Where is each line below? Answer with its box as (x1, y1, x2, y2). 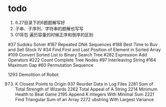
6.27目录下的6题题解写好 (15, 19, 65, 25)
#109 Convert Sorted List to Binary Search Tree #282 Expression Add (8, 52, 148, 57)
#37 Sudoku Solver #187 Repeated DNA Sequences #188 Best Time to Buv (8, 41, 158, 47)
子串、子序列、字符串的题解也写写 (15, 25, 84, 32)
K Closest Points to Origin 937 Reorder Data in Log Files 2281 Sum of (15, 81, 154, 87)
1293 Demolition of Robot (8, 71, 59, 77)
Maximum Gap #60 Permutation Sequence (8, 62, 94, 68)
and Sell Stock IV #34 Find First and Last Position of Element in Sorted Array (8, 47, 161, 53)
